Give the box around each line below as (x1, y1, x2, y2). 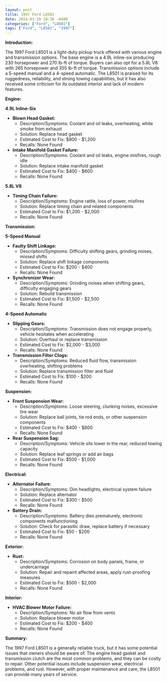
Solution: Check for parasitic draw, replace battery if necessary (19, 523, 150, 529)
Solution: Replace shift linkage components (19, 259, 109, 265)
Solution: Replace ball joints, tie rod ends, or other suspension (19, 414, 147, 420)
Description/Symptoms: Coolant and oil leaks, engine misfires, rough (19, 153, 161, 159)
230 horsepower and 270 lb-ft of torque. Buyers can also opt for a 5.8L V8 (5, 60, 158, 66)
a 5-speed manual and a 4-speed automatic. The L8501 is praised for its (5, 70, 154, 76)
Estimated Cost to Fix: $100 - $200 (19, 373, 92, 379)
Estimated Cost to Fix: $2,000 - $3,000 (19, 342, 101, 348)
